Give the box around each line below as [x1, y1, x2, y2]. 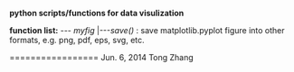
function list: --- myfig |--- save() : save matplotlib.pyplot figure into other [9, 25, 285, 35]
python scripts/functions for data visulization [9, 8, 185, 18]
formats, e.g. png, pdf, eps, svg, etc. [9, 35, 145, 45]
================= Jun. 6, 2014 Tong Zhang [9, 52, 194, 62]
